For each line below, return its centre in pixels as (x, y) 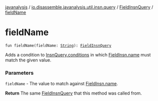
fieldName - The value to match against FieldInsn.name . (62, 84)
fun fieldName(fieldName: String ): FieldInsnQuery (58, 46)
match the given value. (28, 60)
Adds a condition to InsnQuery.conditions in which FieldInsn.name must (78, 54)
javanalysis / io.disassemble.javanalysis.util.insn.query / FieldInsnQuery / (79, 7)
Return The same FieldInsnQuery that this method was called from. (74, 93)
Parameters (19, 73)
